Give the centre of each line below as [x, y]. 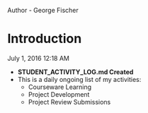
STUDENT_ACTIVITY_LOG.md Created [75, 72]
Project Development [59, 94]
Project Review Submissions [69, 102]
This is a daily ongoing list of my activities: [79, 79]
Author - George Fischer [43, 10]
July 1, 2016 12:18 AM [38, 58]
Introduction [45, 39]
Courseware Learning [60, 87]
